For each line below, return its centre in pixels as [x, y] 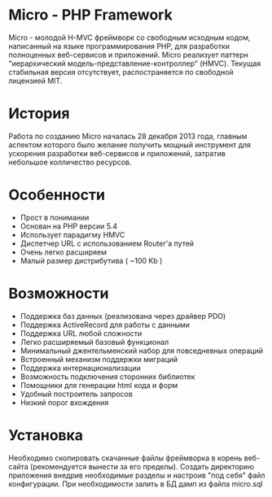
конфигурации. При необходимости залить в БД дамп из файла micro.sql [136, 484]
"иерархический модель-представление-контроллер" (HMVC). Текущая [135, 63]
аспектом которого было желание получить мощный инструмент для [129, 145]
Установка [46, 435]
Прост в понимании [55, 217]
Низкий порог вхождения [64, 402]
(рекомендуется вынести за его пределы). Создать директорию [142, 466]
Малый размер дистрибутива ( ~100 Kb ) [91, 260]
